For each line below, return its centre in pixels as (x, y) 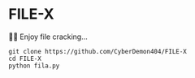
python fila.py (34, 66)
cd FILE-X (25, 58)
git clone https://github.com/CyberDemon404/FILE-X (97, 51)
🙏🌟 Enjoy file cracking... (48, 37)
